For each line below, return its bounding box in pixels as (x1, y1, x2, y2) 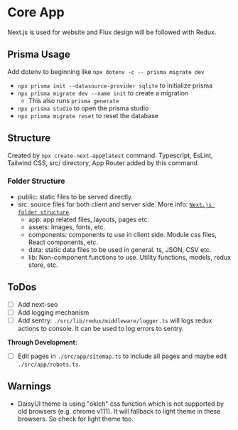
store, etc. (28, 261, 58, 269)
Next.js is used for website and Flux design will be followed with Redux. (7, 28, 217, 36)
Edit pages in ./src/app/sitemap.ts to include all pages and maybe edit (17, 352, 227, 360)
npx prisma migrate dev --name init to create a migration (17, 88, 189, 97)
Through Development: (7, 337, 78, 346)
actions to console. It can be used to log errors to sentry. (17, 324, 184, 332)
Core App (7, 4, 65, 21)
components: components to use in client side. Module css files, (28, 230, 217, 238)
